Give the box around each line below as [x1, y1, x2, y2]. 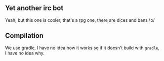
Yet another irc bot [5, 4, 64, 12]
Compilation [5, 32, 43, 40]
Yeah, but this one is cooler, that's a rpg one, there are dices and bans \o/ [5, 17, 155, 23]
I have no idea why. [5, 50, 44, 56]
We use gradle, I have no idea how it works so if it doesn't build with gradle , [5, 45, 160, 51]
